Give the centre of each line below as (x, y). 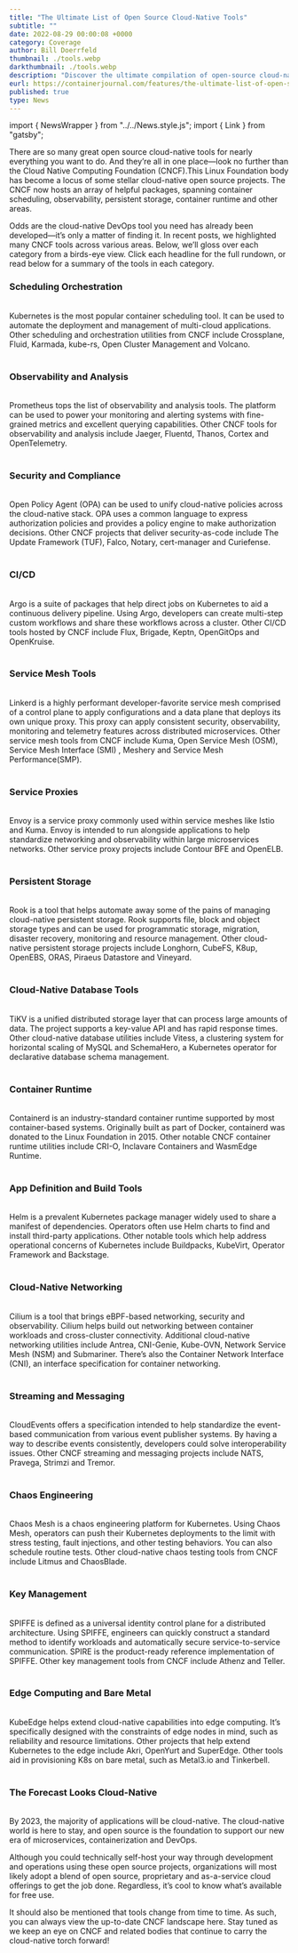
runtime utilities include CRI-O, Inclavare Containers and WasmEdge (133, 1146)
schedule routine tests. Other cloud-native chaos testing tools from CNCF (144, 1552)
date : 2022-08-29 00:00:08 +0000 (71, 34)
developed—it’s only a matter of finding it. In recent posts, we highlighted (143, 236)
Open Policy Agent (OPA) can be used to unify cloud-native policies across (146, 504)
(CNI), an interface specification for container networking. (115, 1363)
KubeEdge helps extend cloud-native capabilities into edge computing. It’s (145, 1722)
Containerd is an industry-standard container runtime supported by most (142, 1118)
